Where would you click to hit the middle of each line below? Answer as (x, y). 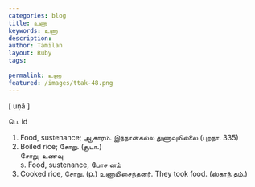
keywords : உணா (33, 30)
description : (30, 38)
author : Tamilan (35, 46)
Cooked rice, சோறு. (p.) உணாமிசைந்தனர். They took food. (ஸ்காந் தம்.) (134, 173)
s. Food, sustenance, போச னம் (71, 165)
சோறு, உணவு (41, 155)
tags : (17, 61)
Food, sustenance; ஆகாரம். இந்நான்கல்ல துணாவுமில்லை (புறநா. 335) (129, 137)
